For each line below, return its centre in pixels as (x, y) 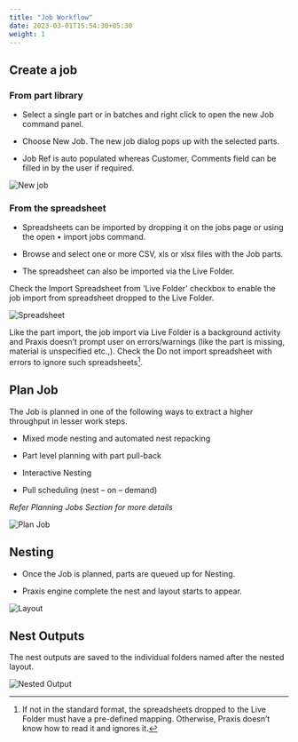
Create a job (43, 70)
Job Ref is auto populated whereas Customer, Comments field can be (149, 159)
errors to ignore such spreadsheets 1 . (76, 362)
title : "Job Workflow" (51, 17)
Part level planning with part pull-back (92, 455)
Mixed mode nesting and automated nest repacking (116, 438)
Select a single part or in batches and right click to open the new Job (148, 115)
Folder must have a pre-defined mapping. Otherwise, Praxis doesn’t (146, 719)
